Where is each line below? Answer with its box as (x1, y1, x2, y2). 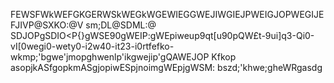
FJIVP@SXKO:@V (10, 19, 84, 31)
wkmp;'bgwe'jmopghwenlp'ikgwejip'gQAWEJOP (10, 51, 210, 63)
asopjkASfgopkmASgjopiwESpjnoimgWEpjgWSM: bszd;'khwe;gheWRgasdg (10, 62, 323, 73)
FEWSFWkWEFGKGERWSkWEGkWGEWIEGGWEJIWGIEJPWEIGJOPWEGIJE (10, 9, 325, 20)
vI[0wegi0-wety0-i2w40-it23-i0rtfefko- (10, 40, 175, 52)
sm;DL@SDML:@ (85, 19, 157, 31)
